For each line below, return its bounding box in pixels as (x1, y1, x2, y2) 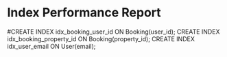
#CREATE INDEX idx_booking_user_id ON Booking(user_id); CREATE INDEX (7, 27, 220, 36)
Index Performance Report (7, 5, 161, 21)
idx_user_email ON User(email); (7, 42, 96, 50)
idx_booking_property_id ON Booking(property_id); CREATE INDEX (7, 34, 195, 43)
